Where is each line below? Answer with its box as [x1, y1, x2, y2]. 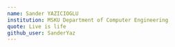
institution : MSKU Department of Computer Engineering [7, 17, 169, 23]
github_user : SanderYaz [7, 29, 76, 37]
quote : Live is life [7, 23, 67, 30]
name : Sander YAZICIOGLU [7, 10, 79, 17]
